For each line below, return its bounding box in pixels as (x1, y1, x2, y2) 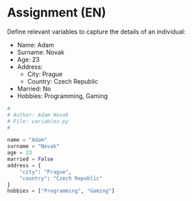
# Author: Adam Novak (7, 111, 69, 118)
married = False (7, 156, 53, 163)
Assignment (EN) (7, 5, 106, 21)
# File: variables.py (7, 118, 69, 125)
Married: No (16, 84, 51, 93)
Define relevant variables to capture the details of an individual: (7, 27, 187, 36)
